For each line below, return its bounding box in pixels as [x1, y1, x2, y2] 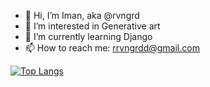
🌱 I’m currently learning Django [24, 31, 153, 42]
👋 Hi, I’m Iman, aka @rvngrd [24, 10, 140, 21]
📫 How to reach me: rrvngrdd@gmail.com [24, 42, 200, 54]
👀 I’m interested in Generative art [24, 20, 161, 32]
